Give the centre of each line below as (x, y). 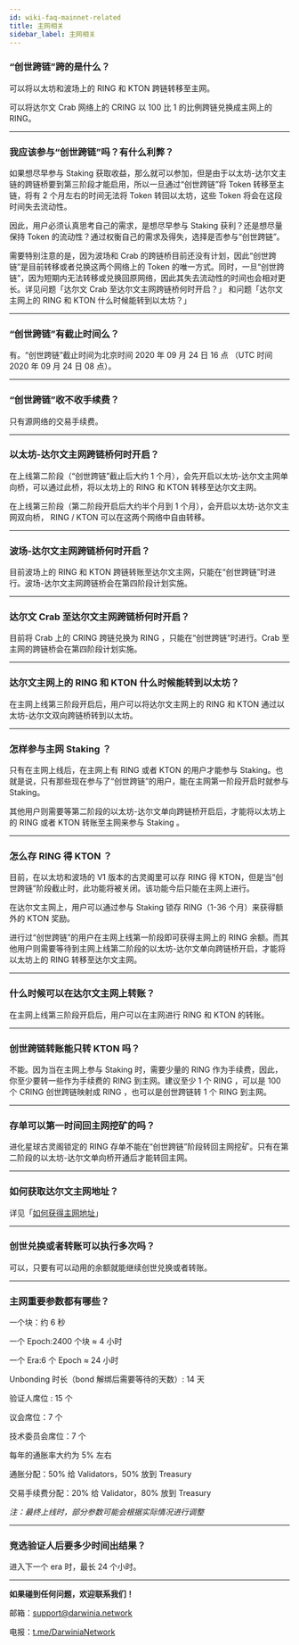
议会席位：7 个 (36, 1417)
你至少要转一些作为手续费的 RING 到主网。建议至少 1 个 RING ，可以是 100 (145, 1080)
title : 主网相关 (36, 26)
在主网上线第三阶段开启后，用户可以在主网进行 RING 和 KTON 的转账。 (139, 1015)
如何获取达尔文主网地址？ (64, 1192)
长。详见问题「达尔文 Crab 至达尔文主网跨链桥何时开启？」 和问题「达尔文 (146, 289)
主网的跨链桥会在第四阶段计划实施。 (76, 649)
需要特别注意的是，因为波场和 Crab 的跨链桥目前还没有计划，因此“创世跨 (143, 255)
